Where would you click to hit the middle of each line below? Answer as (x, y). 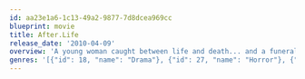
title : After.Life (44, 35)
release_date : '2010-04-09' (63, 43)
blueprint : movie (42, 26)
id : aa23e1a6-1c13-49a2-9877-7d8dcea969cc (91, 18)
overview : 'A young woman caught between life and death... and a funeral (154, 52)
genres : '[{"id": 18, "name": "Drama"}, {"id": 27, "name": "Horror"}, (148, 60)
